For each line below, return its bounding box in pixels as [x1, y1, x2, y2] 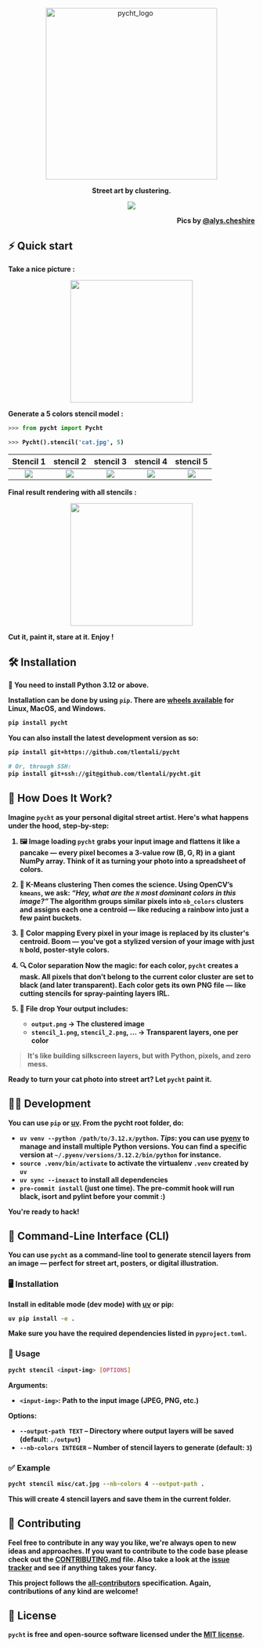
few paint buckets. [19, 913, 82, 922]
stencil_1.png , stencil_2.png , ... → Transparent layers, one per [31, 1027, 239, 1037]
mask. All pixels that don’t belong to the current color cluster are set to [19, 971, 254, 981]
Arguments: [8, 1380, 49, 1390]
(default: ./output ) [19, 1434, 81, 1444]
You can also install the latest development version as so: [8, 734, 199, 743]
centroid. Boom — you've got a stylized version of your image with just [19, 936, 255, 946]
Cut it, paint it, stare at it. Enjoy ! [8, 632, 114, 641]
